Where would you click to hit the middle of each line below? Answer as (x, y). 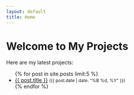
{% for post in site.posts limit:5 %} (56, 74)
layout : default (26, 12)
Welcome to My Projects (67, 46)
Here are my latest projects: (40, 63)
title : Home (21, 17)
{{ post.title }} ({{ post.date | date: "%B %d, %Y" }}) (70, 80)
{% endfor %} (32, 87)
